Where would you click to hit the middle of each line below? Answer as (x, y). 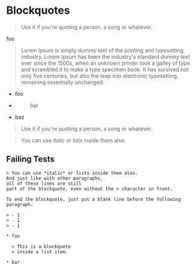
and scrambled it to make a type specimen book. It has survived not (105, 69)
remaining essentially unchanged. (63, 82)
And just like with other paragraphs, (55, 178)
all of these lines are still (44, 184)
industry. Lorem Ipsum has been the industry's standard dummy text (105, 56)
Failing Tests (31, 159)
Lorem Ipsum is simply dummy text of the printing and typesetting (102, 50)
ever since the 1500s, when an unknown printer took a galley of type (105, 63)
